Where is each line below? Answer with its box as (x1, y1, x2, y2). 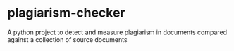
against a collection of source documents (7, 35, 128, 43)
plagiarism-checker (7, 5, 125, 21)
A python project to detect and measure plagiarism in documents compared (7, 28, 228, 36)
